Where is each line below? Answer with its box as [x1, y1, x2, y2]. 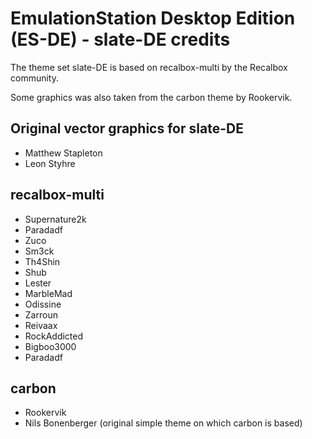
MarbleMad [24, 287, 73, 299]
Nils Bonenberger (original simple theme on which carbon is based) [24, 417, 303, 429]
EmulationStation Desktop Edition [10, 7, 296, 30]
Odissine [24, 298, 62, 310]
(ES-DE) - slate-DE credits [10, 28, 231, 51]
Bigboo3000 [24, 340, 77, 352]
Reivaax [24, 319, 58, 331]
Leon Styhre [24, 157, 76, 169]
